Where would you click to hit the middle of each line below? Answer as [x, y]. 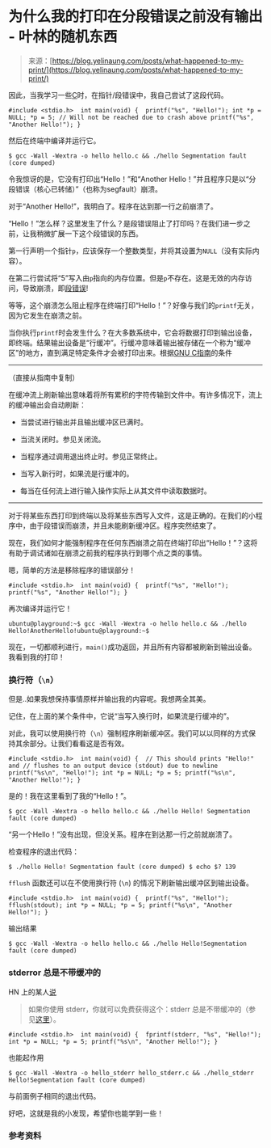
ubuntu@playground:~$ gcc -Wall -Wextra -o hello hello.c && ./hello [128, 623]
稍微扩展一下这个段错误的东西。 [89, 233]
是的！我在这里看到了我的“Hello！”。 [70, 796]
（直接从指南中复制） [44, 378]
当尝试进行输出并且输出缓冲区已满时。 [83, 422]
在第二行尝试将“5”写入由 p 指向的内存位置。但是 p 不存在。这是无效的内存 [127, 278]
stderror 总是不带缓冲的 [55, 973]
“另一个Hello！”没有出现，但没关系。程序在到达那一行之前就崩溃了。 [123, 834]
